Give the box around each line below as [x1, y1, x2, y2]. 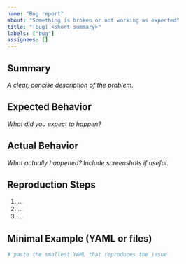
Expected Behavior [7, 101, 92, 113]
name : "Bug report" [7, 10, 64, 18]
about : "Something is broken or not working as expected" [7, 17, 180, 24]
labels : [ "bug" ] [7, 29, 55, 37]
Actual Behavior [7, 140, 79, 152]
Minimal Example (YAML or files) [7, 232, 152, 244]
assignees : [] [7, 36, 49, 43]
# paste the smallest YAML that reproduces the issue [7, 251, 168, 258]
